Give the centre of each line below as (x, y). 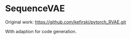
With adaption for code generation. (41, 31)
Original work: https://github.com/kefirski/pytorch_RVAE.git (66, 22)
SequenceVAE (35, 9)
